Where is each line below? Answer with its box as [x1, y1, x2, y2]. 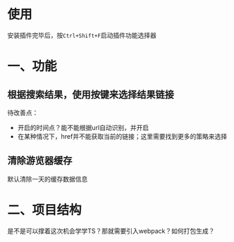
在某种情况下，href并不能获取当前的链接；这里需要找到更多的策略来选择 [17, 132, 228, 141]
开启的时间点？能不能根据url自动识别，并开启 [17, 123, 149, 132]
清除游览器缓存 [7, 155, 73, 167]
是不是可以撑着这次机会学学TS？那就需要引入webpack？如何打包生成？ [7, 227, 215, 235]
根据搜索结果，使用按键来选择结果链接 [7, 89, 174, 101]
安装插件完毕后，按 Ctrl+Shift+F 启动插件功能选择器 [7, 31, 156, 39]
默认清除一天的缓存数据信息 [7, 174, 88, 183]
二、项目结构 [7, 202, 82, 218]
